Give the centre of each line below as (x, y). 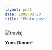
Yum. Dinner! (19, 43)
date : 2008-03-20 (23, 14)
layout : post (19, 10)
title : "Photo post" (26, 19)
